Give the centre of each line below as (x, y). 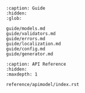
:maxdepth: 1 (22, 74)
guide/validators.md (31, 34)
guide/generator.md (30, 54)
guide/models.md (26, 28)
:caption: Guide (26, 8)
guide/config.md (26, 49)
